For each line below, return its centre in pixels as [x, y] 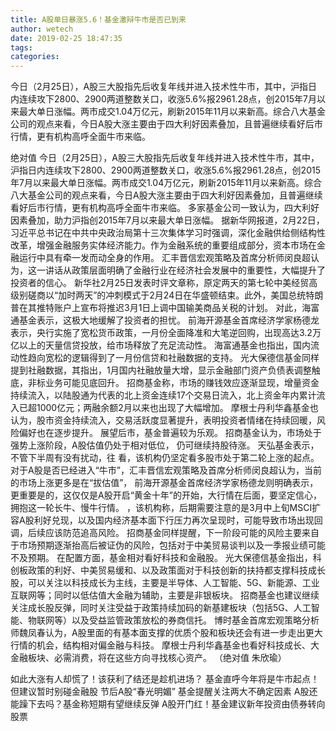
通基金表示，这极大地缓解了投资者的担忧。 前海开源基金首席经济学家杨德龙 [165, 320]
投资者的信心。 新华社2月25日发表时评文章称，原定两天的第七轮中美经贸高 [164, 283]
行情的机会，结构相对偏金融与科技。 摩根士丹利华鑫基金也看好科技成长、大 [165, 645]
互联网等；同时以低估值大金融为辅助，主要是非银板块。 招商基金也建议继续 [165, 595]
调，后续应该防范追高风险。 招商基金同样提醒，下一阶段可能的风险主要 [156, 533]
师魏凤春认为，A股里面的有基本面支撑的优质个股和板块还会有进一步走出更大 [166, 633]
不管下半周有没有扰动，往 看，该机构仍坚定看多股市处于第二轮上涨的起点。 [165, 458]
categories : [35, 57]
